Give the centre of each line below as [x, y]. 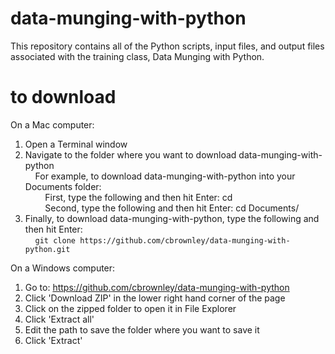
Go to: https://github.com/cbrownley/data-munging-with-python [157, 287]
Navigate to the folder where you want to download [130, 154]
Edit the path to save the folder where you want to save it [142, 329]
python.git [47, 249]
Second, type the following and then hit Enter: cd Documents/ [172, 208]
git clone [55, 240]
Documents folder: [63, 186]
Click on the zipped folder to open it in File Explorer [130, 308]
